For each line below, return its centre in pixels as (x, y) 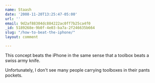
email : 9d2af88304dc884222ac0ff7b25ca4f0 (48, 23)
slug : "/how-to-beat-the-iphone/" (40, 32)
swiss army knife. (23, 60)
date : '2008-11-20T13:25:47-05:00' (41, 14)
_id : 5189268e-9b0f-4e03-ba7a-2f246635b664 (50, 28)
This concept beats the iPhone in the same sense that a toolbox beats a (77, 55)
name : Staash (18, 10)
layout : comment (22, 37)
